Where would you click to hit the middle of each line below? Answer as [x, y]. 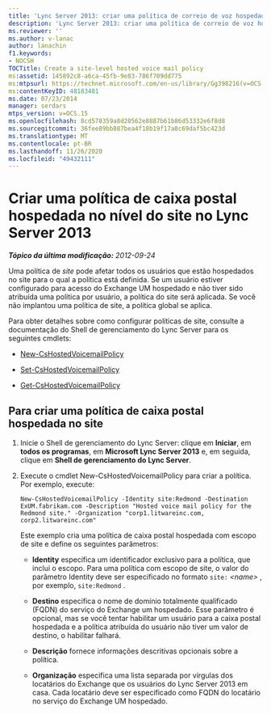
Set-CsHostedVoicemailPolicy [70, 370]
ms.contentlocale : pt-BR [50, 144]
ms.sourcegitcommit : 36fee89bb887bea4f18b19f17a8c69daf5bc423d [117, 129]
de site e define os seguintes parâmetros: [89, 544]
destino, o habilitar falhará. [76, 635]
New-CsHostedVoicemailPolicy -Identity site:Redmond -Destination [134, 499]
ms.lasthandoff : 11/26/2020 [56, 151]
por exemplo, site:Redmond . [79, 585]
